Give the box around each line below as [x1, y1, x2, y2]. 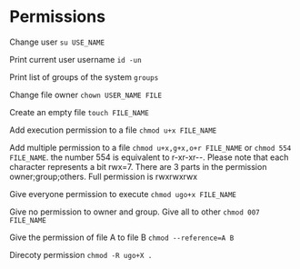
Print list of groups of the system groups [9, 71, 159, 83]
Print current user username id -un [9, 54, 143, 65]
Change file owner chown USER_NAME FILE [9, 89, 162, 100]
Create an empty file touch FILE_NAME [9, 106, 150, 117]
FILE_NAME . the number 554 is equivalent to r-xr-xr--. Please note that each [9, 152, 289, 163]
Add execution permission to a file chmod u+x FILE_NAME [9, 125, 217, 135]
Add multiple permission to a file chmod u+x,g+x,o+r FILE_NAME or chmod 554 [9, 142, 292, 153]
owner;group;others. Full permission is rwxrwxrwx [9, 171, 198, 182]
